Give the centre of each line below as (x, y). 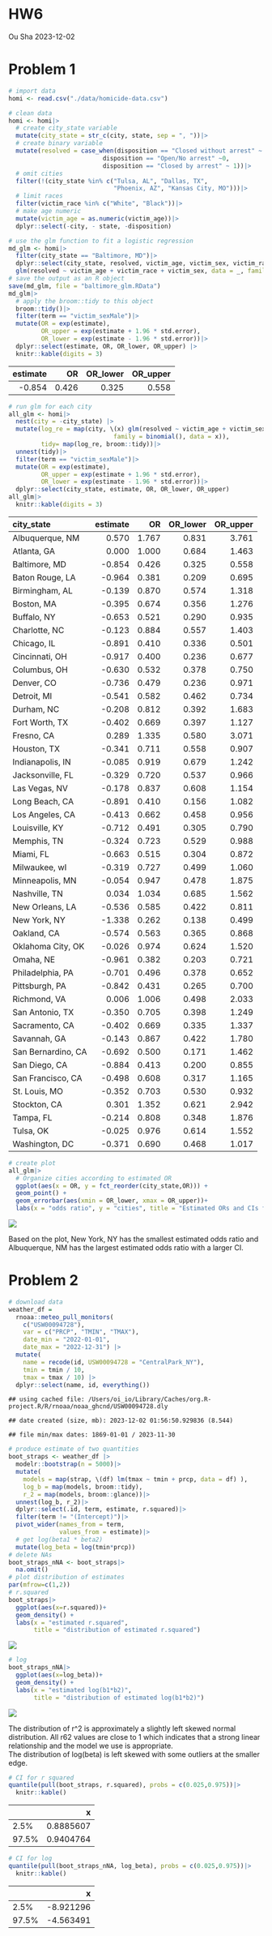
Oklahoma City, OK (49, 946)
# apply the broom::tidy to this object (85, 301)
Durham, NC (36, 709)
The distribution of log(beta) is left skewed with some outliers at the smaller (134, 1754)
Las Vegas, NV (40, 788)
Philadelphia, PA (43, 972)
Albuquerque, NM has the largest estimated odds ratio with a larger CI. (126, 1248)
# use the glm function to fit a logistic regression (101, 241)
